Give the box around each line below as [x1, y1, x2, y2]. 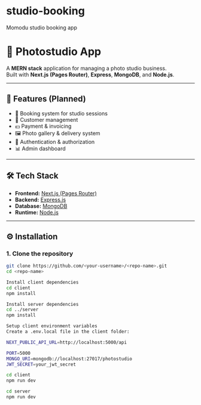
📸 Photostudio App [6, 45, 102, 59]
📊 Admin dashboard [14, 145, 66, 152]
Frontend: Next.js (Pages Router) [14, 189, 97, 197]
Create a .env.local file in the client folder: [6, 329, 130, 335]
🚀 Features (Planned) [6, 94, 87, 104]
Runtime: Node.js [14, 208, 59, 216]
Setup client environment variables [6, 323, 98, 329]
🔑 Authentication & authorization [14, 138, 95, 145]
